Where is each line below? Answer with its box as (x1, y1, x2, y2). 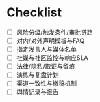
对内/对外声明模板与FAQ (16, 37, 85, 45)
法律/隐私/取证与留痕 (16, 63, 75, 71)
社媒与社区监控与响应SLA (16, 54, 88, 62)
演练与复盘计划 (16, 71, 59, 79)
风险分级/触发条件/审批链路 (16, 28, 93, 36)
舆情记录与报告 (16, 88, 59, 96)
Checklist (6, 5, 62, 20)
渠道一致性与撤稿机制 (16, 80, 77, 88)
